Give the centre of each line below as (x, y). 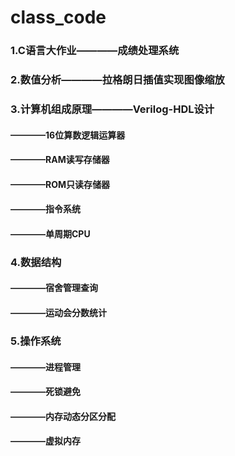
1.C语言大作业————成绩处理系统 (95, 51)
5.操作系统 (36, 341)
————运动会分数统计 (58, 313)
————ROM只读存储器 (60, 184)
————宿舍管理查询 (54, 288)
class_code (58, 17)
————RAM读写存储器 (60, 160)
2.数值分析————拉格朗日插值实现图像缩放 (117, 80)
